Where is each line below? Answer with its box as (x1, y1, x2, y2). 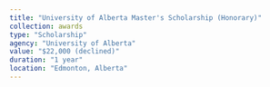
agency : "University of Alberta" (9, 38, 136, 48)
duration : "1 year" (9, 55, 84, 64)
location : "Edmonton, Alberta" (9, 64, 128, 73)
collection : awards (9, 22, 84, 31)
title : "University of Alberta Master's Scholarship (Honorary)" (9, 13, 262, 23)
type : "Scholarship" (9, 30, 88, 39)
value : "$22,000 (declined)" (9, 47, 120, 56)
